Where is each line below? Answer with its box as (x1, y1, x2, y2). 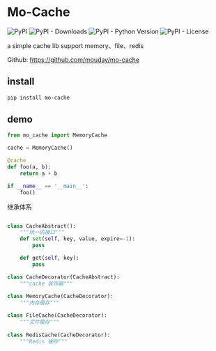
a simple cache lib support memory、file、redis (7, 41, 144, 49)
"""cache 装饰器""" (20, 280, 73, 287)
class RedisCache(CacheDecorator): (7, 331, 111, 338)
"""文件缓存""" (20, 318, 60, 326)
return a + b (20, 170, 58, 177)
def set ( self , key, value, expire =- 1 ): (20, 235, 136, 242)
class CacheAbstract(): (7, 222, 77, 230)
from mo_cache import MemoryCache (7, 132, 108, 139)
